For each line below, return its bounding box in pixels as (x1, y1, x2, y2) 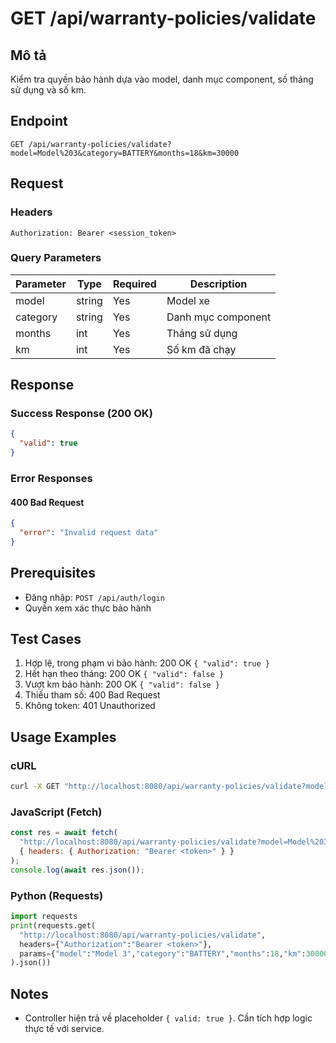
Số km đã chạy (166, 342, 237, 356)
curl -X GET (10, 782, 60, 792)
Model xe (166, 293, 210, 307)
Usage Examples (10, 728, 117, 746)
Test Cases (10, 631, 82, 648)
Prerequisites (10, 565, 96, 582)
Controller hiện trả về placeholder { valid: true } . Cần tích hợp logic (24, 1012, 313, 1024)
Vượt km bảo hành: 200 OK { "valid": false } (24, 678, 221, 691)
